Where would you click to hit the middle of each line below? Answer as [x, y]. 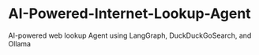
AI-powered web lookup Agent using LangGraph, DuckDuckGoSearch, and [130, 35]
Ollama [20, 43]
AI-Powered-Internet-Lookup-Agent [129, 14]
